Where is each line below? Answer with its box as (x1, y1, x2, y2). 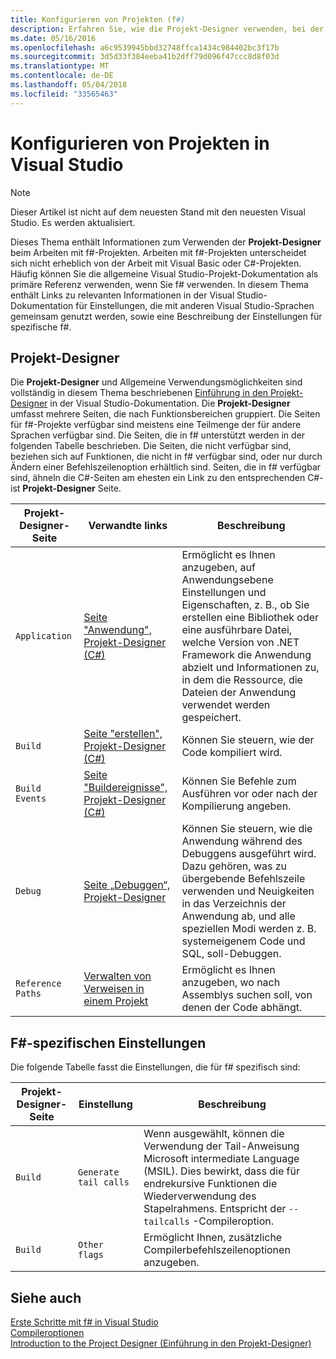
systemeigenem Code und (181, 934, 306, 948)
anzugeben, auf (181, 561, 256, 575)
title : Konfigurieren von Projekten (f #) (10, 14, 186, 25)
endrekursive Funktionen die (143, 1177, 278, 1191)
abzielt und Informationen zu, (181, 661, 320, 675)
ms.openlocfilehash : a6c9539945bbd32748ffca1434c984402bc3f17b (10, 42, 280, 53)
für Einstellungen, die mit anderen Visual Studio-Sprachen (75, 299, 315, 311)
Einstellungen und (181, 586, 267, 600)
